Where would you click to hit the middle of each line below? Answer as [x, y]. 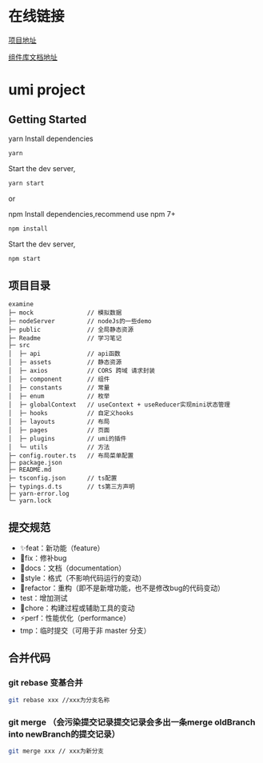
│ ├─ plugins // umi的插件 [68, 439]
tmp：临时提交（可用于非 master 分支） [85, 631]
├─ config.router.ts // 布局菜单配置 [71, 456]
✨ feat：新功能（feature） [62, 548]
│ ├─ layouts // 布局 [59, 422]
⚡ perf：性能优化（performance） [75, 618]
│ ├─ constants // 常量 [59, 388]
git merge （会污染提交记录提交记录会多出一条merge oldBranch [132, 722]
